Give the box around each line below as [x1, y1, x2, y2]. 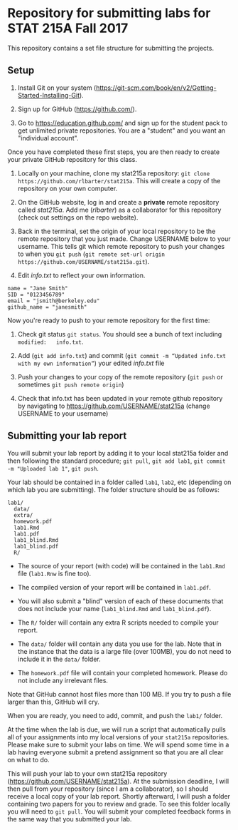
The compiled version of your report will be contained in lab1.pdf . [17, 583, 212, 591]
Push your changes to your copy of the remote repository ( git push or [17, 372, 224, 381]
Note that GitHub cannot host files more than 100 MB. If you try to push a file [7, 690, 232, 698]
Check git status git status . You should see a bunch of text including [17, 329, 222, 338]
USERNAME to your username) [17, 409, 109, 418]
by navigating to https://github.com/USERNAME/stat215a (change [17, 401, 211, 410]
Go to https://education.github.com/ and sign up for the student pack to [17, 118, 228, 127]
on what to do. [7, 755, 50, 764]
